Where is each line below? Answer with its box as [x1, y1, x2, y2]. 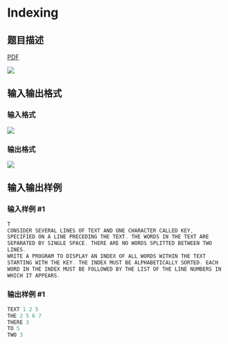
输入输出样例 [7, 182, 62, 194]
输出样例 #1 [7, 289, 45, 299]
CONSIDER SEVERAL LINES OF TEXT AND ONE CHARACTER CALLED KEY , [7, 227, 194, 234]
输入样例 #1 [7, 204, 45, 214]
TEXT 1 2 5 [7, 306, 39, 313]
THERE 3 [7, 318, 30, 326]
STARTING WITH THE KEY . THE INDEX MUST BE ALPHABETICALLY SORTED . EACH [7, 259, 218, 266]
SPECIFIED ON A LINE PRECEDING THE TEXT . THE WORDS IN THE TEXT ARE [7, 233, 209, 240]
